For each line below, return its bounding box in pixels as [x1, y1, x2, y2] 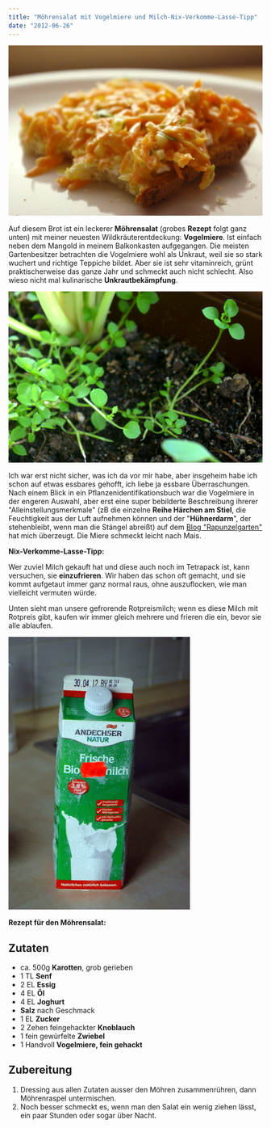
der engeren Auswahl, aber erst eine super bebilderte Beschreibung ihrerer [8, 497, 258, 507]
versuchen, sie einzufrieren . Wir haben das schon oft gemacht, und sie [8, 570, 246, 581]
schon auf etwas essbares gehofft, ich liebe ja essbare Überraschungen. [8, 479, 250, 489]
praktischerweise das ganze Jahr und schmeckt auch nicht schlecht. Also [8, 267, 254, 276]
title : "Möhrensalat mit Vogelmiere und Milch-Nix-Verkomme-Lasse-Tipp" [8, 13, 258, 21]
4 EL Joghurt [19, 997, 65, 1007]
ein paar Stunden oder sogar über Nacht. [19, 1110, 157, 1120]
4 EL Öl [19, 988, 45, 998]
